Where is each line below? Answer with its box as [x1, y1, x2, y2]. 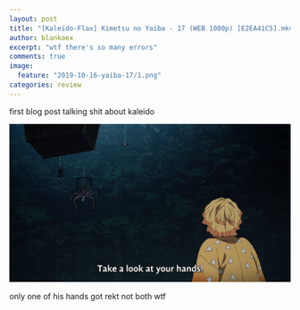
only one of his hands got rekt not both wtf [9, 291, 167, 302]
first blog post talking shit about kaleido [9, 105, 154, 116]
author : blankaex [9, 33, 74, 42]
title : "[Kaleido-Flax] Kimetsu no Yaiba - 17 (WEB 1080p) [9, 23, 234, 33]
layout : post [9, 14, 58, 23]
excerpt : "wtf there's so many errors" [9, 43, 158, 52]
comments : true [9, 52, 66, 62]
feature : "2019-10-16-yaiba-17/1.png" [17, 71, 162, 80]
